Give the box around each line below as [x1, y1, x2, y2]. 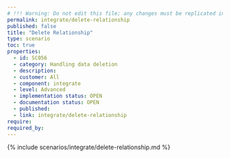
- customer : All [13, 73, 60, 81]
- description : [13, 67, 57, 74]
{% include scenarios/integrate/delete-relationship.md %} [7, 143, 171, 151]
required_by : [7, 124, 44, 131]
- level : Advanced [13, 86, 66, 93]
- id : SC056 [13, 55, 48, 62]
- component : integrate [13, 80, 81, 87]
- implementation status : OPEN [13, 93, 103, 100]
